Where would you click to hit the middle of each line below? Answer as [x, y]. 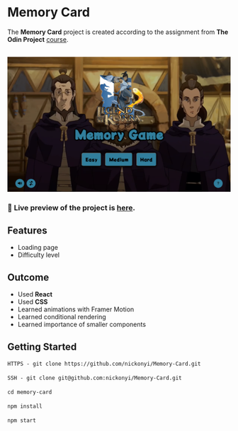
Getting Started [42, 346]
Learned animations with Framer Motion [76, 309]
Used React [35, 294]
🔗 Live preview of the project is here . [72, 207]
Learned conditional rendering [62, 317]
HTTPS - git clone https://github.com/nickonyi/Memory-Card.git [104, 364]
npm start [22, 420]
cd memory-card [30, 392]
